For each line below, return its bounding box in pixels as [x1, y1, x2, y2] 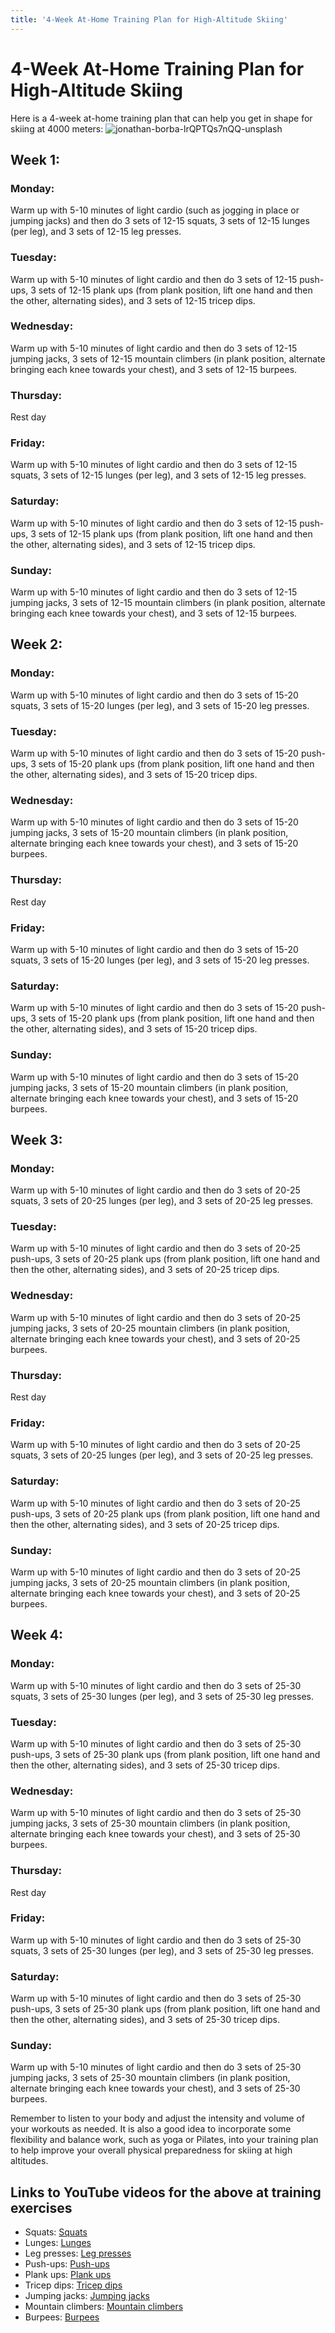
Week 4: [10, 1627, 64, 1644]
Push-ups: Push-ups [24, 2258, 110, 2270]
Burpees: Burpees [24, 2311, 100, 2323]
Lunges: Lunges [24, 2237, 92, 2249]
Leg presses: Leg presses [24, 2247, 132, 2260]
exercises [10, 2199, 73, 2216]
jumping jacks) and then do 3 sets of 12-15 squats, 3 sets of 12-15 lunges [10, 215, 310, 227]
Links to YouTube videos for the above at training [10, 2184, 322, 2201]
